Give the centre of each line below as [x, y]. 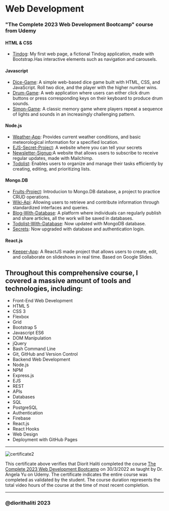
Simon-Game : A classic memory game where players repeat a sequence [88, 109]
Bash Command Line [34, 349]
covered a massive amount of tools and [68, 280]
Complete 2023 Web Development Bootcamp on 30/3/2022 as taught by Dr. [84, 469]
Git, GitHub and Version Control [45, 354]
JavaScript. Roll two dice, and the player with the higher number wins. [85, 87]
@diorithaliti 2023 [28, 502]
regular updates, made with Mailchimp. [53, 158]
